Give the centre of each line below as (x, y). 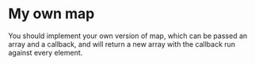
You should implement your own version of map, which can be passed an (128, 36)
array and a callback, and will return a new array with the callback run (122, 44)
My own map (51, 14)
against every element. (46, 52)
